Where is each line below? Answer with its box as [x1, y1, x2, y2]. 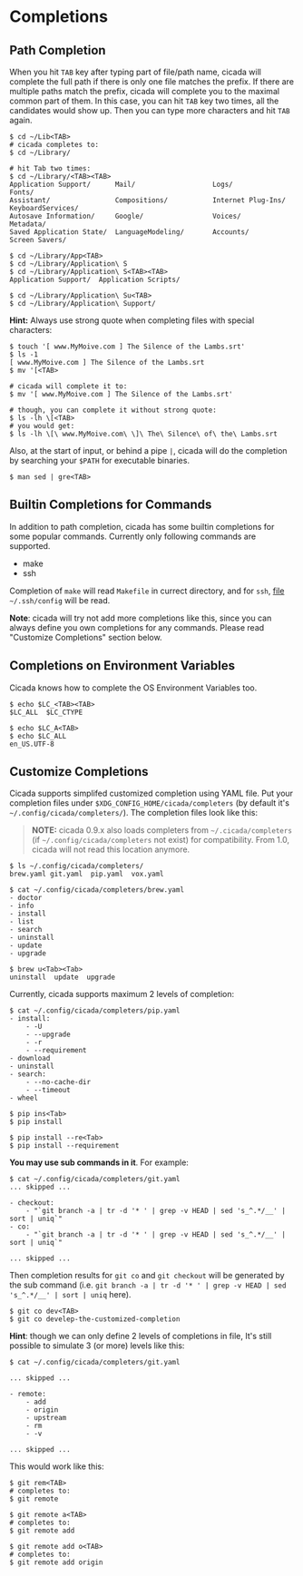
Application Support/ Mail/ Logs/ [9, 180, 233, 189]
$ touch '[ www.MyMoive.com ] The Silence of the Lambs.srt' [9, 342, 246, 351]
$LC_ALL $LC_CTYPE [9, 708, 83, 717]
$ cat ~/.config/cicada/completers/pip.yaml [9, 1006, 181, 1015]
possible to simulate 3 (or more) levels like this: [9, 1340, 185, 1351]
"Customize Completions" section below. [9, 631, 162, 642]
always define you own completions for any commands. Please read [9, 622, 265, 632]
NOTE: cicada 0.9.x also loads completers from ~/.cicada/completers [31, 825, 293, 836]
